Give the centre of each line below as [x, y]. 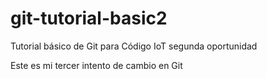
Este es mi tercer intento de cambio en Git [96, 65]
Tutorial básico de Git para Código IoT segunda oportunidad [134, 46]
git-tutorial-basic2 [89, 18]
